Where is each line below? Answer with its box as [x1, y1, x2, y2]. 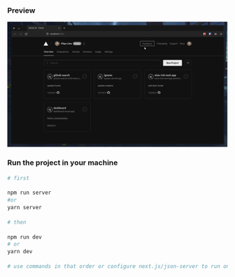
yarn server [7, 204, 42, 211]
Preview [7, 6, 36, 15]
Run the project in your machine [7, 158, 118, 167]
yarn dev [7, 248, 33, 255]
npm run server [7, 189, 52, 197]
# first [7, 174, 30, 181]
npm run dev [7, 233, 42, 241]
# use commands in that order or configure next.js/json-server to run [7, 263, 220, 270]
